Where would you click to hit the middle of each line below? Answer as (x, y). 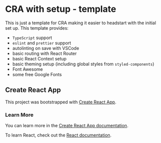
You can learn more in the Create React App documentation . (67, 126)
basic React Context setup (40, 58)
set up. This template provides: (37, 28)
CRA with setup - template (61, 9)
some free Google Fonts (37, 74)
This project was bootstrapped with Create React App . (61, 102)
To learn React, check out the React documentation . (58, 135)
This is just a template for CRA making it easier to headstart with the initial (81, 23)
